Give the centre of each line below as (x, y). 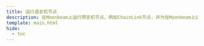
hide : (13, 28)
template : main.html (32, 23)
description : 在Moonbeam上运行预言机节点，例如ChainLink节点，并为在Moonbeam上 (101, 17)
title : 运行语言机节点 (32, 12)
